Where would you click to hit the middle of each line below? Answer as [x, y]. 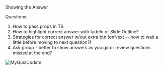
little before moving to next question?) [52, 42]
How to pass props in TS [38, 26]
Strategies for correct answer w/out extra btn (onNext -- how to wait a [85, 37]
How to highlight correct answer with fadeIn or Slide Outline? [76, 32]
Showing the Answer [27, 7]
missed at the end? [32, 53]
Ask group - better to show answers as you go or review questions [81, 47]
